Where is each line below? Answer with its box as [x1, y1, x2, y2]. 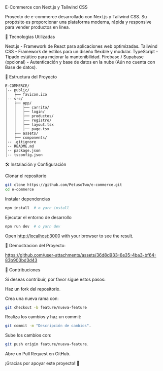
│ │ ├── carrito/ [5, 105, 50, 110]
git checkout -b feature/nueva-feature [5, 305, 87, 310]
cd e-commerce [5, 187, 34, 192]
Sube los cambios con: [5, 333, 52, 338]
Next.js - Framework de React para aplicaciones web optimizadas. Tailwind [5, 43, 158, 49]
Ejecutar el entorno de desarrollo [5, 214, 72, 220]
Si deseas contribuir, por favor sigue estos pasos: [5, 276, 106, 282]
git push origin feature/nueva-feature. [5, 342, 90, 347]
